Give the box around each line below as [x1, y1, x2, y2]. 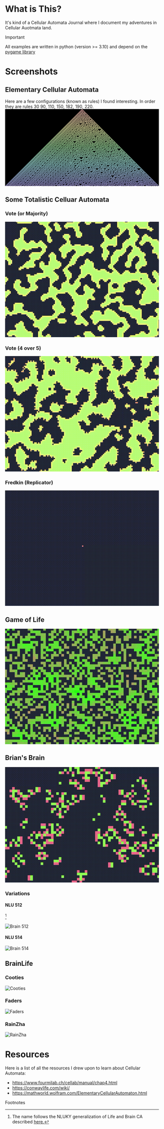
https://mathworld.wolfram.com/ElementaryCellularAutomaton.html [12, 1090, 147, 1096]
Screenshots [5, 66, 58, 77]
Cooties [5, 974, 24, 981]
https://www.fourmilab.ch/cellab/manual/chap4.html [12, 1080, 118, 1086]
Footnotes [5, 1100, 25, 1106]
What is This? [5, 3, 62, 15]
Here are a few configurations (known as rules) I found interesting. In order [5, 98, 156, 104]
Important [5, 34, 25, 40]
